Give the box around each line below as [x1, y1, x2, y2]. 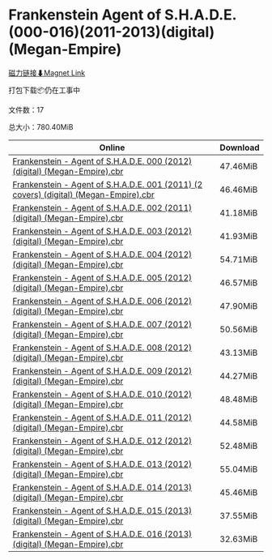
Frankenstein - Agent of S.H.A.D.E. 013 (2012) [12, 458, 193, 469]
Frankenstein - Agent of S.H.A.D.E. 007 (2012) [12, 318, 193, 330]
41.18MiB [219, 207, 258, 218]
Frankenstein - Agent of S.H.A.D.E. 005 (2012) [12, 271, 193, 283]
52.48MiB [219, 440, 258, 451]
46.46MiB [219, 184, 258, 195]
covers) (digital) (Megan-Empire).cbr [12, 189, 155, 200]
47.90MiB [219, 300, 258, 311]
